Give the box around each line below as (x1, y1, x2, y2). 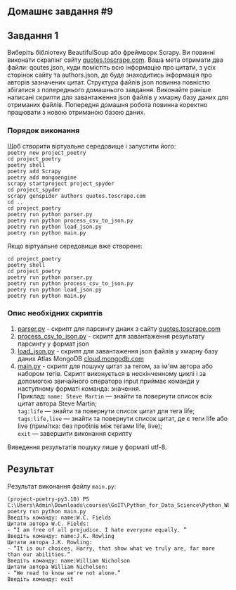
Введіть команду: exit (7, 575, 74, 583)
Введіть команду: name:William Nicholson (7, 557, 131, 564)
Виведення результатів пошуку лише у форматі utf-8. (7, 443, 167, 451)
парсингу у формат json (17, 339, 90, 348)
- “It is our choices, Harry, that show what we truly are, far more (7, 545, 216, 552)
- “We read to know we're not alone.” (7, 570, 121, 577)
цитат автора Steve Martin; (17, 399, 97, 408)
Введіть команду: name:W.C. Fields (7, 514, 112, 521)
